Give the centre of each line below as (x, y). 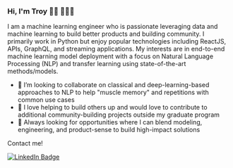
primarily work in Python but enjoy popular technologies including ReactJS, (117, 41)
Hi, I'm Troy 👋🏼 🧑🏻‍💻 (41, 11)
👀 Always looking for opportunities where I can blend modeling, (110, 122)
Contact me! (25, 143)
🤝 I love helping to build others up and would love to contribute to (112, 108)
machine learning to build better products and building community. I (106, 34)
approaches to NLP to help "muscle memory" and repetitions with (113, 92)
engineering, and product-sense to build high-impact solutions (109, 130)
